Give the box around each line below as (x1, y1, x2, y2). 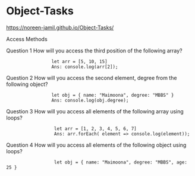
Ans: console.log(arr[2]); (51, 64, 118, 70)
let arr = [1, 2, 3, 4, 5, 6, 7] (54, 125, 137, 132)
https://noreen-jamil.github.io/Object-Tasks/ (6, 24, 114, 31)
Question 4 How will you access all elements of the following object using (6, 141, 187, 149)
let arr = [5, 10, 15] (51, 58, 108, 64)
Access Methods (6, 35, 48, 42)
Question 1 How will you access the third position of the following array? (6, 47, 183, 54)
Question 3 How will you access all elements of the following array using (6, 107, 184, 115)
